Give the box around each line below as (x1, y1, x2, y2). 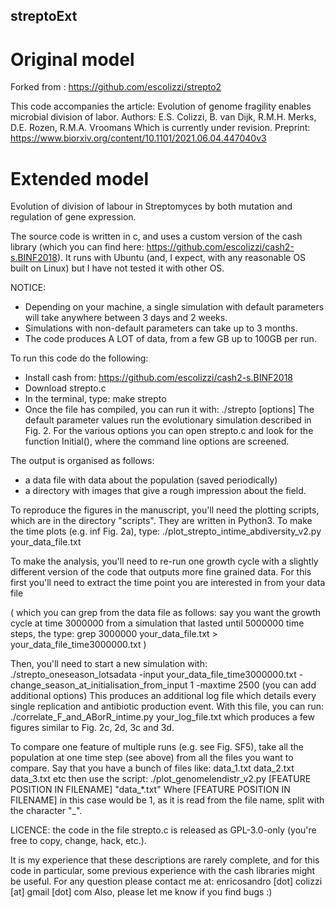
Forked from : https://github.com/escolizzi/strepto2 (10, 81, 222, 93)
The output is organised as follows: (10, 455, 155, 467)
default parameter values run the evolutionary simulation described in (24, 414, 312, 426)
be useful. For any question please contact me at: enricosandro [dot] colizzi (10, 875, 323, 888)
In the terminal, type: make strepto (24, 393, 167, 405)
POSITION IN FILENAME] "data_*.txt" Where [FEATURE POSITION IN (10, 784, 291, 796)
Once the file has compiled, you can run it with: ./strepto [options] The (24, 404, 315, 416)
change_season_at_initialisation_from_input (10, 679, 188, 691)
